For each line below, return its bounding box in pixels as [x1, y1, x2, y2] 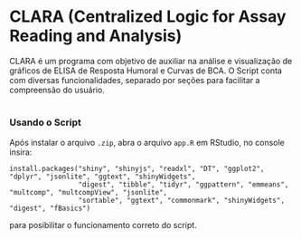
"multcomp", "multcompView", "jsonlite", [9, 187, 168, 196]
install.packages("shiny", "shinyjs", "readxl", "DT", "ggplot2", [9, 164, 265, 173]
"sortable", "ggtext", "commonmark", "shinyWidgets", [78, 196, 285, 205]
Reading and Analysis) [9, 25, 183, 46]
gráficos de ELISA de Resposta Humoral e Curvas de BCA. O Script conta [9, 65, 283, 76]
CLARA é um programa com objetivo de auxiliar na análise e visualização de [9, 55, 293, 66]
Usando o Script [9, 116, 81, 129]
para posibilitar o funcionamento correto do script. [9, 219, 197, 230]
